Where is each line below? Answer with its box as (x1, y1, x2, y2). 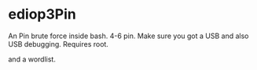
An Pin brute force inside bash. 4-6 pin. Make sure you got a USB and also (8, 31, 249, 40)
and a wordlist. (8, 54, 57, 64)
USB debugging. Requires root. (8, 39, 108, 48)
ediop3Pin (8, 5, 76, 23)
